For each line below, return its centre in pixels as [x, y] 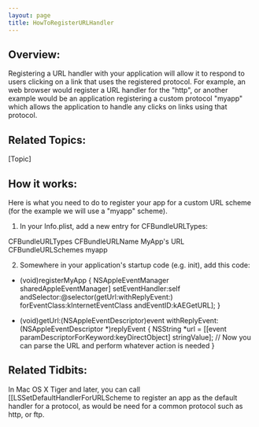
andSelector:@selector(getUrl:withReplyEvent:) [96, 296]
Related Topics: [47, 140]
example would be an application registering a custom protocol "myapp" [126, 98]
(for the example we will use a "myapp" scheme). [88, 211]
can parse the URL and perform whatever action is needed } [117, 345]
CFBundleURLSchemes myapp [58, 249]
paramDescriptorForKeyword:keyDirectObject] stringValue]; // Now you [135, 337]
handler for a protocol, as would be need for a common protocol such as [126, 406]
